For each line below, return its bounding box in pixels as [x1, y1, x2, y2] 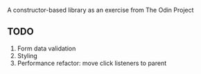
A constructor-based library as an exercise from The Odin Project [7, 6, 194, 14]
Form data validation [17, 44, 76, 53]
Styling [17, 51, 38, 59]
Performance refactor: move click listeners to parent [17, 59, 167, 67]
